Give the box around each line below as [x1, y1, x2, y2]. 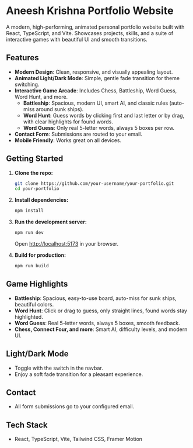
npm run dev [14, 230, 44, 236]
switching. [14, 81, 40, 88]
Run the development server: [14, 218, 87, 226]
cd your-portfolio [14, 186, 59, 192]
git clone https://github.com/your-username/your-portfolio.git [14, 180, 174, 187]
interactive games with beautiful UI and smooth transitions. [6, 36, 148, 43]
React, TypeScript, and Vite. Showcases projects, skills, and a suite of [6, 29, 174, 36]
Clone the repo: [14, 169, 54, 176]
